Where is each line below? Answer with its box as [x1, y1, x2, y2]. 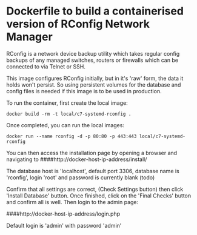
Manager [6, 30, 53, 44]
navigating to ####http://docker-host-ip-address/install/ [6, 156, 147, 163]
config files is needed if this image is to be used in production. [6, 87, 162, 94]
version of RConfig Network [6, 17, 150, 31]
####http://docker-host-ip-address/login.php [6, 210, 120, 217]
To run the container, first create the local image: [6, 99, 129, 107]
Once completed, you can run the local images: [6, 121, 124, 128]
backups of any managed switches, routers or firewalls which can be [6, 56, 179, 64]
